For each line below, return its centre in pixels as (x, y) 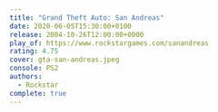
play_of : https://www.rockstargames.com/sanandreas (109, 43)
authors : (26, 77)
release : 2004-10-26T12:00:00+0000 (77, 34)
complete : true (38, 93)
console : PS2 (34, 69)
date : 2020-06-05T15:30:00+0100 (70, 26)
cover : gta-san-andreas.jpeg (64, 60)
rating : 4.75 (34, 51)
